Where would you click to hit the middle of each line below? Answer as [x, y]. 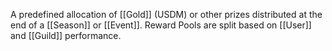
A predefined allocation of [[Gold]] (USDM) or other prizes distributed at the [166, 14]
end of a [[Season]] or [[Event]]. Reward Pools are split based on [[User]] [161, 25]
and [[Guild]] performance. [66, 35]
